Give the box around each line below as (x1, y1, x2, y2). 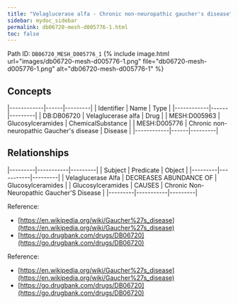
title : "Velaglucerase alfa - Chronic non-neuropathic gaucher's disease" (7, 10, 233, 18)
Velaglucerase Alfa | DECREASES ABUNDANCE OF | (65, 173, 217, 181)
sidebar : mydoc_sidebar (7, 17, 78, 24)
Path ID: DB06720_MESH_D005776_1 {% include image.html (7, 50, 170, 58)
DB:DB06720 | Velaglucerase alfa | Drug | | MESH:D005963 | (42, 111, 221, 120)
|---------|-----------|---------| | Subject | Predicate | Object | (7, 166, 188, 174)
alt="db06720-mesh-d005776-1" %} (56, 64, 164, 73)
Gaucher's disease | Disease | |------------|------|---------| (43, 127, 218, 135)
